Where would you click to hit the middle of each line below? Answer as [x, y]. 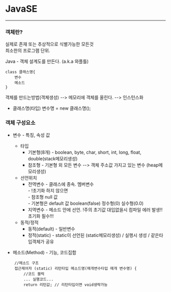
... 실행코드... [39, 279]
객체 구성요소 [20, 123]
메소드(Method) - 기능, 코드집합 [44, 252]
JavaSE [21, 9]
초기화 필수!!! [41, 216]
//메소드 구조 [27, 263]
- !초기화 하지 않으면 [48, 190]
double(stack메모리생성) [53, 158]
